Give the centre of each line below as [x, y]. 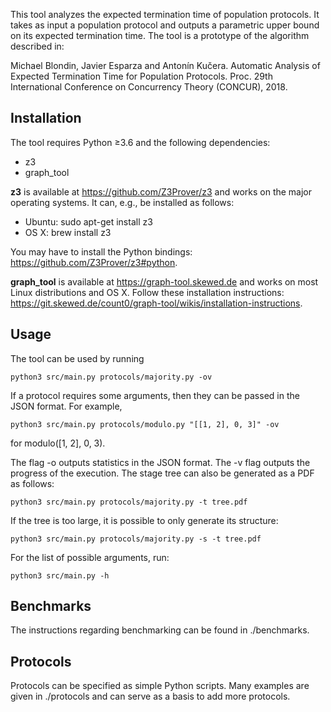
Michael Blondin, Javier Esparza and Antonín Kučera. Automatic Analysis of [165, 65]
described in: [37, 46]
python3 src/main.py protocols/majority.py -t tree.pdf [129, 502]
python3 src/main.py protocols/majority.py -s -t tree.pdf [136, 539]
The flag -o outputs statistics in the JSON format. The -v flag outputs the [160, 462]
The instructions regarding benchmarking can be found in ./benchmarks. [160, 630]
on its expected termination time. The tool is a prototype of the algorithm [160, 35]
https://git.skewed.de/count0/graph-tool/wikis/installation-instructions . [156, 303]
